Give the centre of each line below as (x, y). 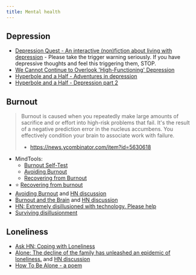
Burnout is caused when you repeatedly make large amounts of (100, 116)
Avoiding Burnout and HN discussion (61, 194)
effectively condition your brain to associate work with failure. (98, 136)
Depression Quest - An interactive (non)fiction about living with (93, 51)
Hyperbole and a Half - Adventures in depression (76, 77)
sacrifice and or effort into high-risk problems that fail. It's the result (105, 123)
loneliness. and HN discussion (52, 259)
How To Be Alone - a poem (49, 265)
